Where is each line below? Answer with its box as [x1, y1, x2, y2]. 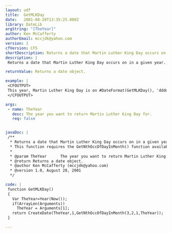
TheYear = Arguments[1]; [16, 206, 70, 211]
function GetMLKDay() [7, 186, 54, 192]
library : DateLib [5, 22, 42, 27]
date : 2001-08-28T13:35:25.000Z [5, 17, 79, 22]
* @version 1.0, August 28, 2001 [10, 168, 81, 173]
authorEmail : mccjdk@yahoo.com [5, 36, 72, 41]
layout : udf [5, 7, 31, 13]
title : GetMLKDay [5, 12, 45, 17]
